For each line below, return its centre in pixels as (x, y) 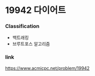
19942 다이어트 (36, 10)
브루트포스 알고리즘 (31, 44)
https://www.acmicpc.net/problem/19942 (47, 68)
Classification (22, 26)
